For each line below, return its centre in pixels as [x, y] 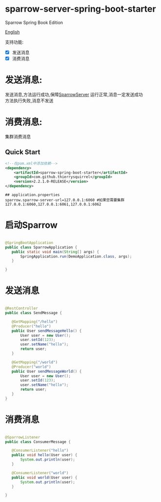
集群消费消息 [18, 136]
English [12, 32]
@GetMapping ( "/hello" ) [34, 321]
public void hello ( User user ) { [44, 455]
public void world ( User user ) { [44, 477]
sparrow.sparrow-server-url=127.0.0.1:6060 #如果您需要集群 [65, 200]
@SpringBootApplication [29, 242]
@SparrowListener [23, 437]
